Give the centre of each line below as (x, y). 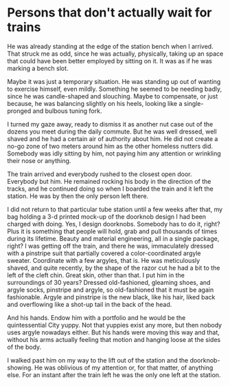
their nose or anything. (39, 160)
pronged (19, 111)
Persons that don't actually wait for (110, 13)
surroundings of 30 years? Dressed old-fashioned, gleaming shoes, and (109, 282)
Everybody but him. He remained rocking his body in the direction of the (109, 181)
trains (24, 27)
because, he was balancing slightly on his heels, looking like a (95, 103)
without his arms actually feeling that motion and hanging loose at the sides (114, 339)
